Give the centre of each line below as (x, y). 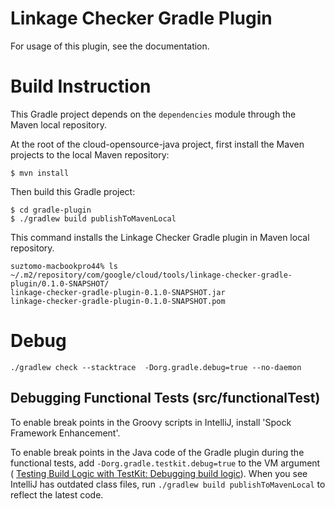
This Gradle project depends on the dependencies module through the (153, 114)
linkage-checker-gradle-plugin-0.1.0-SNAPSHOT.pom (118, 301)
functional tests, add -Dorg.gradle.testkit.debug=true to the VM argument (165, 463)
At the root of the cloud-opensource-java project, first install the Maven (157, 144)
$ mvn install (40, 173)
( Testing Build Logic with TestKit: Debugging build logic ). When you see (159, 473)
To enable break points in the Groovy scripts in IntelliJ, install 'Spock (151, 422)
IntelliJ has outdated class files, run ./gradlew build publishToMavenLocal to (168, 484)
